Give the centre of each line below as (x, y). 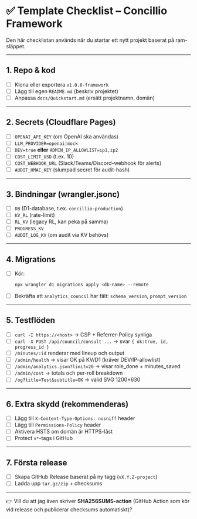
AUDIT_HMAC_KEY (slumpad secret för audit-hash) (72, 170)
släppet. (16, 46)
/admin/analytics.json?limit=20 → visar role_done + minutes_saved (97, 366)
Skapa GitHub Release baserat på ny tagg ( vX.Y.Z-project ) (86, 477)
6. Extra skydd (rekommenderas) (67, 404)
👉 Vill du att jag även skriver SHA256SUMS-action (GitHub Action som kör (98, 501)
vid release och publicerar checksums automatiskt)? (69, 510)
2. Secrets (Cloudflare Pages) (61, 122)
